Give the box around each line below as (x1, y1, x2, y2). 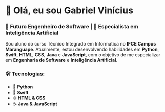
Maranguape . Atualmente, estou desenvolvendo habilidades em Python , (5, 46, 159, 53)
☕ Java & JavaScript (12, 101, 57, 107)
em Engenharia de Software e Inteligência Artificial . (5, 57, 118, 63)
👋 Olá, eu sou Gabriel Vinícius (5, 5, 133, 16)
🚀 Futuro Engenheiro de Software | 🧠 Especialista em (5, 23, 138, 30)
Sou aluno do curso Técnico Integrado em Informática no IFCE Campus (5, 41, 156, 47)
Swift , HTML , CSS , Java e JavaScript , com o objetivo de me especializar (5, 52, 160, 58)
